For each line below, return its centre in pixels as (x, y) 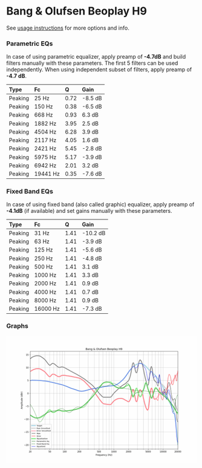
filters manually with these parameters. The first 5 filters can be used (92, 63)
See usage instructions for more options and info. (68, 28)
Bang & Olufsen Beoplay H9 (77, 11)
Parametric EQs (30, 44)
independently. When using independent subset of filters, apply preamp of (99, 70)
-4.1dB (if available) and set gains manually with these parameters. (89, 211)
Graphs (17, 326)
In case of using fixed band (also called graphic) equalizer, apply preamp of (100, 204)
